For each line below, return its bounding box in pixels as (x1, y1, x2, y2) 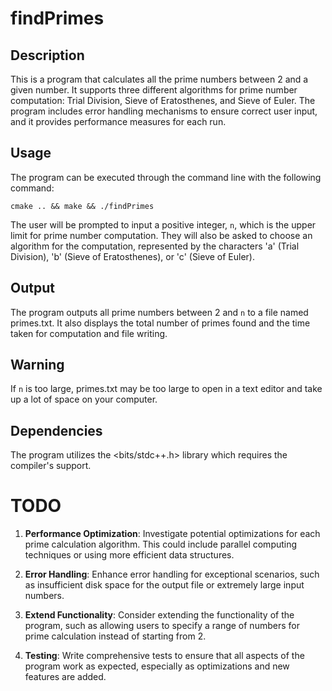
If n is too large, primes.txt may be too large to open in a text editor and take (10, 383, 323, 395)
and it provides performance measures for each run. (10, 116, 227, 127)
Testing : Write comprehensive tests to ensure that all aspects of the (24, 650, 305, 662)
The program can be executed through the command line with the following (10, 171, 322, 183)
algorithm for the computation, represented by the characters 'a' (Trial (10, 240, 300, 252)
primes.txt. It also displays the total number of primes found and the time (10, 317, 311, 329)
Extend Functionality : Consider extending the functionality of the (24, 609, 295, 621)
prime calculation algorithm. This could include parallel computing (24, 538, 298, 551)
